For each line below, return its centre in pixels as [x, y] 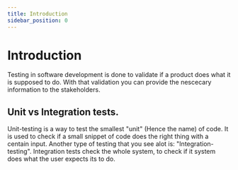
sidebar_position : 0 [38, 20]
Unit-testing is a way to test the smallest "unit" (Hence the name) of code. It [118, 129]
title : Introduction [38, 14]
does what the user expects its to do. [61, 159]
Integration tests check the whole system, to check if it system [124, 152]
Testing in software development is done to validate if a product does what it [119, 75]
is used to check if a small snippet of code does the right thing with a [108, 136]
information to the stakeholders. [54, 90]
